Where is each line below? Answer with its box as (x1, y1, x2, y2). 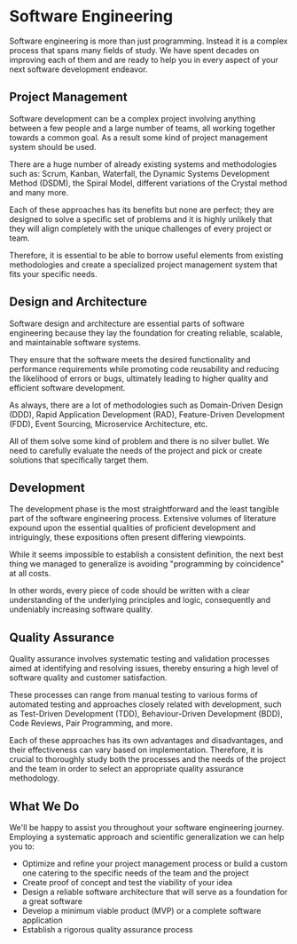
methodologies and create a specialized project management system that (9, 259, 277, 270)
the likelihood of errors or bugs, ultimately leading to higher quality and (9, 373, 269, 384)
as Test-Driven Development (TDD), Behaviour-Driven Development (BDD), (9, 709, 284, 719)
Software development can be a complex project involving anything (9, 113, 255, 123)
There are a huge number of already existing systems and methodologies (9, 158, 277, 170)
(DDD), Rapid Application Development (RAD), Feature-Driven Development (9, 409, 285, 419)
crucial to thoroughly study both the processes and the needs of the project (9, 754, 286, 765)
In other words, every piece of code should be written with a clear (9, 585, 250, 596)
